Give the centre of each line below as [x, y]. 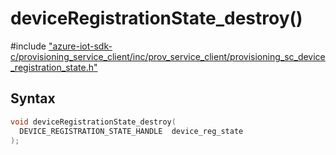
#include [28, 46]
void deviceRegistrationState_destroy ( [93, 122]
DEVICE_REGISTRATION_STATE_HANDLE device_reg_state [131, 131]
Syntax [33, 98]
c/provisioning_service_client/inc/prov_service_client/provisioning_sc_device [168, 56]
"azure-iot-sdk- [80, 46]
